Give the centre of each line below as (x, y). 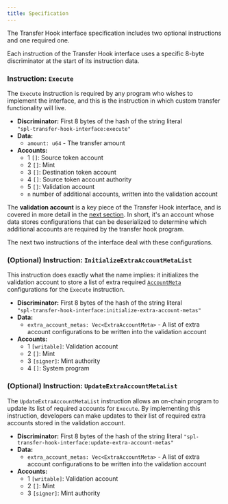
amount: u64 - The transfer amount (76, 143)
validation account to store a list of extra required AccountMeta (94, 282)
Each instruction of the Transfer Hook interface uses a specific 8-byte (106, 53)
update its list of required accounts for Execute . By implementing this (104, 408)
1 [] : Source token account (65, 157)
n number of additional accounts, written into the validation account (122, 194)
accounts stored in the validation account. (66, 423)
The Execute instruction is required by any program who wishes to (100, 93)
